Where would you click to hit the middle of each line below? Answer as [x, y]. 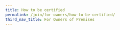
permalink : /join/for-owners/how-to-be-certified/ [60, 15]
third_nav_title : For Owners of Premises [50, 19]
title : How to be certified [35, 10]
